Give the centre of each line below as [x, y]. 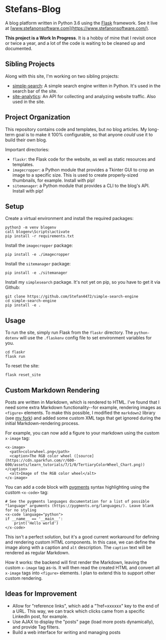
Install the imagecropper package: [39, 245]
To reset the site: [22, 366]
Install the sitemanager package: [38, 264]
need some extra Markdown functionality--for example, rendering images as [83, 407]
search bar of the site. [35, 91]
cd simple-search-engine [31, 301]
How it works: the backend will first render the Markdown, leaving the [76, 562]
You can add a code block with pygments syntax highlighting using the [77, 487]
